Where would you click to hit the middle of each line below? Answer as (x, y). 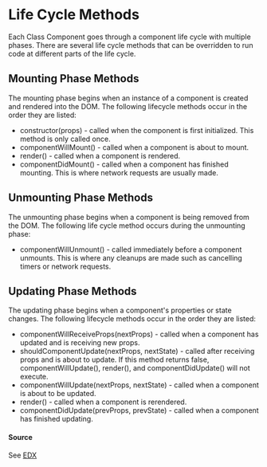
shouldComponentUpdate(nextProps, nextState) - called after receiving (137, 351)
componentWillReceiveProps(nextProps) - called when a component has (139, 334)
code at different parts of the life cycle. (72, 53)
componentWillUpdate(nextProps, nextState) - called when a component (139, 385)
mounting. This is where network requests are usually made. (119, 172)
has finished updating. (56, 419)
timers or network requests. (65, 266)
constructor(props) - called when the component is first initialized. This (137, 130)
